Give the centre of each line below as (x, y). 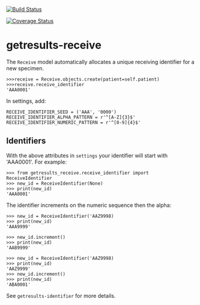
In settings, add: (26, 101)
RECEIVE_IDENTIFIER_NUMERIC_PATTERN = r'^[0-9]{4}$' (74, 122)
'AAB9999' (19, 248)
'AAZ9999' (19, 269)
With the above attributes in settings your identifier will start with (87, 155)
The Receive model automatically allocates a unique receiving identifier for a (100, 62)
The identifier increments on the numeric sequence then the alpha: (89, 205)
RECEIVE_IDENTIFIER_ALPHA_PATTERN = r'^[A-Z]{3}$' (71, 117)
